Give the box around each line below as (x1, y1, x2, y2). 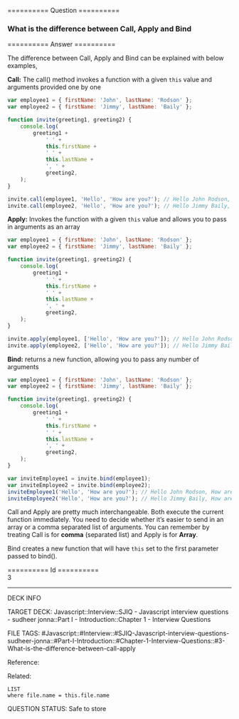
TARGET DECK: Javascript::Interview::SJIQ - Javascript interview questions (7, 608, 229, 616)
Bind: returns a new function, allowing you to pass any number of (7, 355, 199, 363)
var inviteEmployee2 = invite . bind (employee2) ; (7, 481, 152, 488)
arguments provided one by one (7, 83, 102, 91)
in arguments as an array (7, 223, 80, 231)
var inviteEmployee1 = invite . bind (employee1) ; (7, 475, 152, 482)
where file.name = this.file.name (7, 692, 110, 699)
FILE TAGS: (7, 629, 41, 638)
